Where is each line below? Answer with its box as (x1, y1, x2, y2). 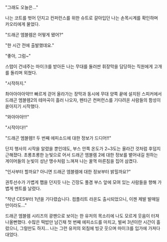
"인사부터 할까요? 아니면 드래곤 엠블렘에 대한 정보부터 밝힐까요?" (5, 169, 131, 174)
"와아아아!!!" (5, 114, 29, 120)
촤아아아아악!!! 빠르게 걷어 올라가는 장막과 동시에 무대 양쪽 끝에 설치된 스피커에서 (5, 91, 162, 97)
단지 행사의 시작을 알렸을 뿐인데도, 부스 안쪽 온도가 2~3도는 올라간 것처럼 (5, 146, 148, 151)
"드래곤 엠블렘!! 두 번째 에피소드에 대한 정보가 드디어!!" (5, 135, 112, 141)
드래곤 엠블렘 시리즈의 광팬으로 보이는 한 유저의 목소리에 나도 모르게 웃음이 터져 (5, 213, 160, 219)
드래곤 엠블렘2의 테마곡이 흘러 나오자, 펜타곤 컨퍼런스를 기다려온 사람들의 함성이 (5, 97, 161, 103)
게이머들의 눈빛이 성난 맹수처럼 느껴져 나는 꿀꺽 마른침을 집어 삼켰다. (5, 158, 138, 164)
